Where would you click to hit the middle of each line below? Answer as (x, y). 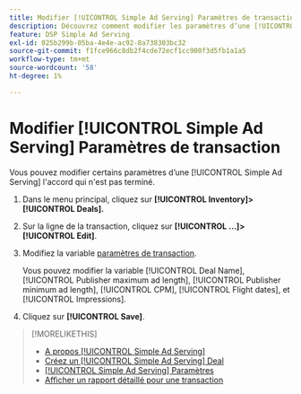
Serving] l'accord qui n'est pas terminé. (82, 181)
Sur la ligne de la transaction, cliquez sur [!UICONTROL (125, 226)
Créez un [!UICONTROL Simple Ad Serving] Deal (134, 361)
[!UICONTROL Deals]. (63, 208)
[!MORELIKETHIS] (64, 334)
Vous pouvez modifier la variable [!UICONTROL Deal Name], (133, 270)
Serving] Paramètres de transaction (145, 147)
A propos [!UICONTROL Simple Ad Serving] (125, 351)
